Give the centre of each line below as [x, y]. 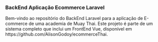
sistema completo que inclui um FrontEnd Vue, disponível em [69, 29]
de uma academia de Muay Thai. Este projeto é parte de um [91, 23]
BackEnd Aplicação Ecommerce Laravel [55, 7]
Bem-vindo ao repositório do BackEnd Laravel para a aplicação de [74, 18]
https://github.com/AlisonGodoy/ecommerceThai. [57, 34]
